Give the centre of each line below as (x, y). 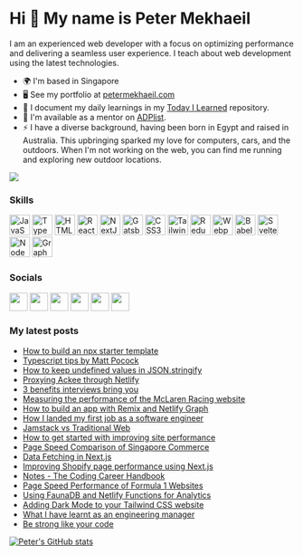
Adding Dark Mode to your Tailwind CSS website (113, 504)
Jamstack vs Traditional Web (76, 427)
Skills (22, 200)
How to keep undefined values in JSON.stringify (112, 369)
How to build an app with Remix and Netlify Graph (115, 408)
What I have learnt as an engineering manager (109, 514)
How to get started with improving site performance (119, 437)
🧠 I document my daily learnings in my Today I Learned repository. (146, 107)
